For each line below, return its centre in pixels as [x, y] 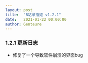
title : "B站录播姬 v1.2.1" [33, 15]
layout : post [19, 10]
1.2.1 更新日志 [22, 43]
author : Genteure [24, 24]
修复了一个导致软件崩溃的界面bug [48, 55]
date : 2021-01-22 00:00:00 [36, 19]
